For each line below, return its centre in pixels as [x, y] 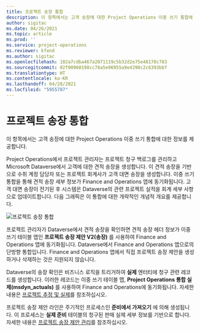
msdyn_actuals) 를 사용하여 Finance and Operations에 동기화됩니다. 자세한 [104, 287]
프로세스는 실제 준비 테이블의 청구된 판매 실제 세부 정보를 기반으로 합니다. [105, 314]
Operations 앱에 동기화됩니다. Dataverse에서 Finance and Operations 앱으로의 [100, 244]
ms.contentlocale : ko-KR [37, 78]
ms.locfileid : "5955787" [37, 90]
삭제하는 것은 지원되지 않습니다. [59, 259]
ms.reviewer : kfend [31, 51]
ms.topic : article [29, 34]
